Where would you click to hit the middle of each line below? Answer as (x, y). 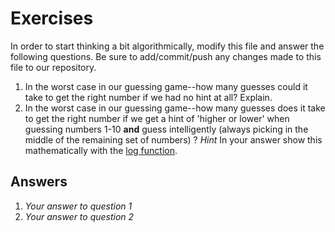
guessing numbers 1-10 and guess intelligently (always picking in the (166, 129)
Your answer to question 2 (79, 216)
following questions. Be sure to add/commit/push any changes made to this (166, 56)
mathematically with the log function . (101, 150)
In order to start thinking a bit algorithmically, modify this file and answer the (167, 46)
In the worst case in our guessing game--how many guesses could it (166, 86)
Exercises (52, 18)
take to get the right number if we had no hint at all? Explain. (148, 97)
